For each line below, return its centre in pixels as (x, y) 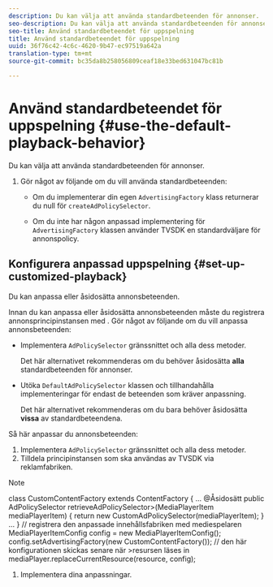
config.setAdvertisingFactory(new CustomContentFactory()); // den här (128, 542)
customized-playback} (68, 277)
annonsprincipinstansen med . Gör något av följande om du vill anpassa (128, 321)
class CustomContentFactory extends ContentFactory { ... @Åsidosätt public (136, 498)
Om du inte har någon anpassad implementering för (119, 221)
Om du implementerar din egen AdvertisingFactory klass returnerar (145, 196)
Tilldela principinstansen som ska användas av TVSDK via (117, 458)
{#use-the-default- (165, 126)
